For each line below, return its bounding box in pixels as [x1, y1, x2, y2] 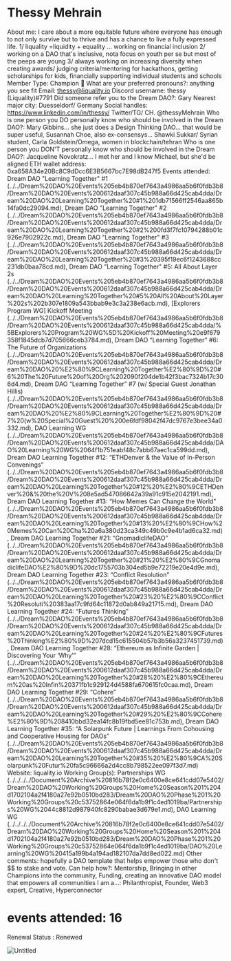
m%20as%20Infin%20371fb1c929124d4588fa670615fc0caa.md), [7, 680, 193, 688]
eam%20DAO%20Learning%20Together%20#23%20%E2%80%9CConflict [7, 592, 224, 601]
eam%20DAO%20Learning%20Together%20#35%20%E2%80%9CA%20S [7, 754, 223, 762]
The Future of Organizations [7, 343, 87, 351]
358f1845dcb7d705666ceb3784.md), [7, 336, 113, 344]
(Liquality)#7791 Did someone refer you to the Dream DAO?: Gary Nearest [7, 93, 216, 101]
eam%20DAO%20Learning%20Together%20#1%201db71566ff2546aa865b [7, 196, 223, 204]
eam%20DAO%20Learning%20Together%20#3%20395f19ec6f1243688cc [7, 255, 221, 263]
